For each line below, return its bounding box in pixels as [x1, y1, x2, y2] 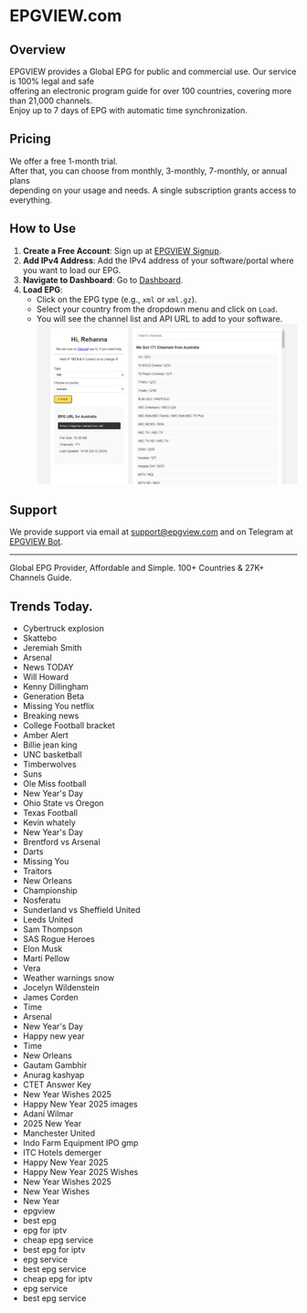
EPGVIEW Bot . [9, 536, 64, 547]
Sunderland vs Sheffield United [22, 904, 141, 915]
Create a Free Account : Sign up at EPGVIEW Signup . [22, 245, 222, 256]
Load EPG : [22, 284, 63, 295]
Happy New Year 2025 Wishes [22, 1166, 139, 1177]
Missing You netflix [22, 700, 95, 711]
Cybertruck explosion [22, 622, 105, 633]
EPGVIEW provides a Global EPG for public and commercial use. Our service [9, 66, 297, 77]
